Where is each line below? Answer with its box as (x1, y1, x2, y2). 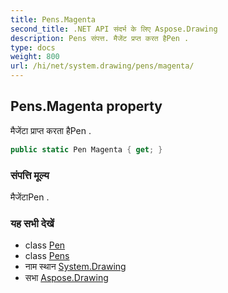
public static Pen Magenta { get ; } (10, 144, 163, 155)
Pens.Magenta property (10, 98, 163, 115)
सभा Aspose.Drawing (24, 272, 109, 284)
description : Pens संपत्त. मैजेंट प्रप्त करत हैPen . (10, 33, 190, 43)
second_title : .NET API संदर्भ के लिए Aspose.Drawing (10, 24, 218, 34)
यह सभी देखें (10, 216, 55, 230)
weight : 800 (10, 52, 60, 62)
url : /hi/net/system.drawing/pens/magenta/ (10, 61, 195, 71)
